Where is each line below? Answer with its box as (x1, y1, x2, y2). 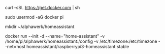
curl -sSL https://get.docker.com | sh (5, 5, 80, 10)
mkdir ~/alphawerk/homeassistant (5, 24, 75, 29)
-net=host (5, 44, 26, 49)
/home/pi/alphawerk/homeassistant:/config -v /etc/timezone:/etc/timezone (5, 38, 158, 44)
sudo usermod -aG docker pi (5, 14, 64, 20)
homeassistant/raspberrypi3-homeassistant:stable (26, 44, 130, 49)
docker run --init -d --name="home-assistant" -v (5, 33, 105, 39)
